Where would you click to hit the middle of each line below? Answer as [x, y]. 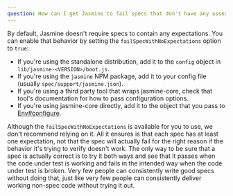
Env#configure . [39, 113]
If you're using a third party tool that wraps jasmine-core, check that [115, 91]
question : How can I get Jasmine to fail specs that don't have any [108, 14]
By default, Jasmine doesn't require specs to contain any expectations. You [115, 33]
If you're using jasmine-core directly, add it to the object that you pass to [121, 105]
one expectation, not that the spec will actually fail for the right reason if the [115, 141]
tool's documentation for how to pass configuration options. [103, 98]
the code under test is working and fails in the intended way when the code [115, 163]
